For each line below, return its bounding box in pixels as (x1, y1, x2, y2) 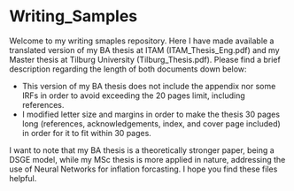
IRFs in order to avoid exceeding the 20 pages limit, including (21, 90, 245, 101)
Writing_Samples (9, 6, 138, 27)
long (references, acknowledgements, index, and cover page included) (21, 118, 281, 129)
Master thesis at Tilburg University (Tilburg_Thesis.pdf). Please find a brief (9, 54, 281, 65)
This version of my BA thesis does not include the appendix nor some (21, 80, 276, 91)
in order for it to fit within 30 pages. (21, 127, 152, 138)
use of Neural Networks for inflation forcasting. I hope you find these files (9, 164, 278, 174)
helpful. (9, 172, 37, 183)
